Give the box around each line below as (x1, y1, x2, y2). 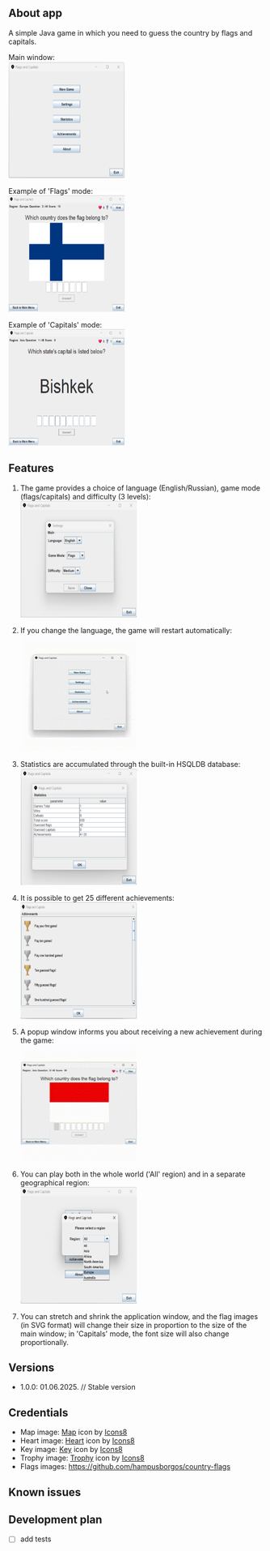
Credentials (8, 1406, 69, 1420)
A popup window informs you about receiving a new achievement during (19, 1026, 263, 1036)
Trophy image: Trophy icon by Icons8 (19, 1453, 145, 1463)
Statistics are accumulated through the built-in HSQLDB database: (19, 759, 241, 769)
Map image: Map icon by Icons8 (19, 1427, 128, 1437)
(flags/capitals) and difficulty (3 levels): (19, 491, 151, 501)
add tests (19, 1534, 52, 1544)
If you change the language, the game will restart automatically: (19, 625, 233, 635)
